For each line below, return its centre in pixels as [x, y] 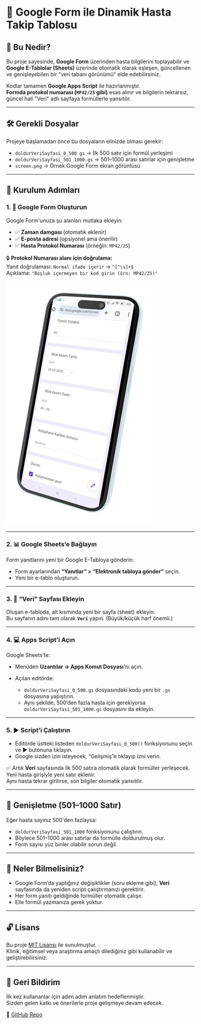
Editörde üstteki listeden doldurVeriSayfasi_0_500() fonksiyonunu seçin [103, 743]
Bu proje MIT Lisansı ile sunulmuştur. [51, 945]
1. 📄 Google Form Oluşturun [47, 208]
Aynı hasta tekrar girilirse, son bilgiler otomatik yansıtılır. [75, 781]
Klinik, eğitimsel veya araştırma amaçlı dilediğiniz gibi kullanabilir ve [89, 951]
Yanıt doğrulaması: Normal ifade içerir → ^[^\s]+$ [70, 266]
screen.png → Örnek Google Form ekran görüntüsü [77, 166]
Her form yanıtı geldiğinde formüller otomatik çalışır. [79, 896]
